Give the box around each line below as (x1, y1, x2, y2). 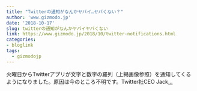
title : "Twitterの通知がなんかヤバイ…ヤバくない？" (6, 8, 124, 15)
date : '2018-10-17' (6, 20, 55, 26)
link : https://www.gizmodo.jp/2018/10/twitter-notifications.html (6, 31, 176, 37)
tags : (6, 48, 20, 54)
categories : (6, 37, 36, 43)
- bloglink (6, 43, 34, 48)
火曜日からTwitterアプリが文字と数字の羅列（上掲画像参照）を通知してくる (6, 70, 192, 78)
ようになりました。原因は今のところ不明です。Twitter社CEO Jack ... (6, 78, 173, 85)
